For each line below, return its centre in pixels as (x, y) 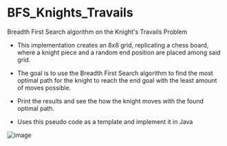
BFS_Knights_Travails (70, 13)
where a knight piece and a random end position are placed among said (119, 52)
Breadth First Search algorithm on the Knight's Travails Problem (97, 32)
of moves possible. (44, 87)
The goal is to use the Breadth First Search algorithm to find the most (115, 73)
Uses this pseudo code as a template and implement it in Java (105, 121)
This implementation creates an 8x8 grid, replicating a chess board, (113, 45)
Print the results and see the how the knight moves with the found (110, 101)
